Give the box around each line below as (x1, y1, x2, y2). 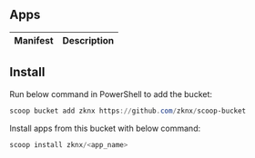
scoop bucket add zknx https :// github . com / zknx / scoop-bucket (9, 106, 247, 115)
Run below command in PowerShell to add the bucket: (9, 88, 212, 99)
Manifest (14, 34, 54, 46)
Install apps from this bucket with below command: (9, 123, 201, 133)
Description (62, 34, 115, 46)
